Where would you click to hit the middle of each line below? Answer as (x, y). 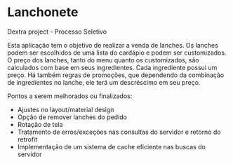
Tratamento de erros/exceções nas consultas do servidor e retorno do (119, 132)
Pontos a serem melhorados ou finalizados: (70, 96)
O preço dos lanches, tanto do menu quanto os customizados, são (103, 60)
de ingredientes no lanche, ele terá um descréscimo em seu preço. (104, 82)
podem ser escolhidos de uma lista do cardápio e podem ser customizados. (117, 53)
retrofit (27, 139)
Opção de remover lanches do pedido (72, 117)
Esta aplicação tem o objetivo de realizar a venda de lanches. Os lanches (113, 45)
